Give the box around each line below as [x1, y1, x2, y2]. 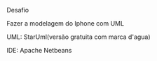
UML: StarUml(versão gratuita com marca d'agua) [6, 33, 151, 41]
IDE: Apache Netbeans [6, 46, 72, 54]
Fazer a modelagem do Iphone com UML [6, 19, 124, 27]
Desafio [6, 6, 29, 14]
